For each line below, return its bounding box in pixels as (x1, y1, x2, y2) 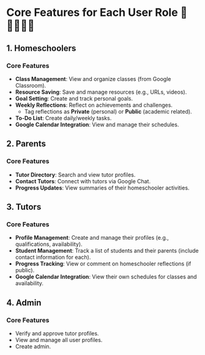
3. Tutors (6, 202, 42, 212)
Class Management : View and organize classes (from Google (15, 75, 171, 82)
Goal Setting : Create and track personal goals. (15, 94, 133, 102)
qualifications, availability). (15, 240, 83, 248)
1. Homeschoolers (6, 43, 76, 53)
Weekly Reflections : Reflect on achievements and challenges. (15, 101, 173, 109)
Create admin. (15, 343, 51, 350)
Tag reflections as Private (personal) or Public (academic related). (24, 107, 192, 115)
